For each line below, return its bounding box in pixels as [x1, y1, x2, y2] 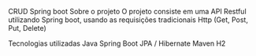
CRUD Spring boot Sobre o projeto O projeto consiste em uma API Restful [8, 7, 247, 16]
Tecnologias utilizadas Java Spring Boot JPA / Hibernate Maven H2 [8, 39, 226, 48]
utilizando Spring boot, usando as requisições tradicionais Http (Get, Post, [8, 15, 248, 24]
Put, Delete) [8, 24, 47, 32]
